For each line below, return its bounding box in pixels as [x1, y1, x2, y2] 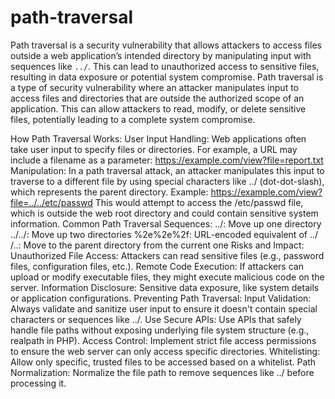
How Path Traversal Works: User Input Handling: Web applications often [10, 132, 307, 145]
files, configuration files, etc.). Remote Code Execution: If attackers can [10, 260, 304, 272]
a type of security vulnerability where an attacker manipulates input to [10, 81, 299, 93]
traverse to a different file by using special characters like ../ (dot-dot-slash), [10, 175, 325, 187]
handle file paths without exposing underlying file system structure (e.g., [10, 324, 310, 336]
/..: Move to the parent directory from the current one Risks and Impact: [10, 239, 305, 251]
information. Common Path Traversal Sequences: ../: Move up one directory [10, 217, 322, 230]
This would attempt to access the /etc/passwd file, [94, 196, 304, 208]
